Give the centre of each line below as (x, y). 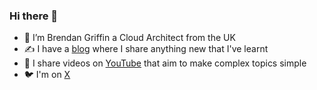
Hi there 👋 (34, 16)
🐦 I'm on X (47, 75)
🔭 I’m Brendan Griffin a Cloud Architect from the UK (129, 38)
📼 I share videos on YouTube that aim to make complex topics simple (165, 63)
